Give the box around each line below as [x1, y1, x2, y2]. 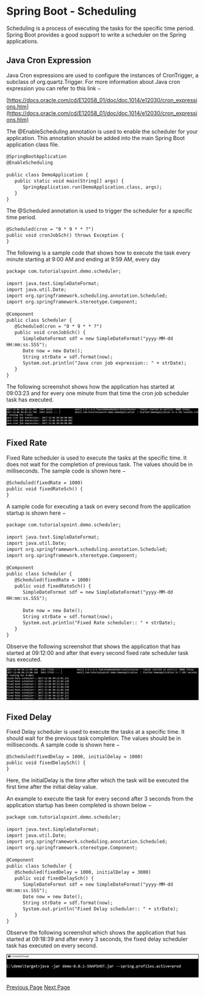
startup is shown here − [6, 509, 66, 517]
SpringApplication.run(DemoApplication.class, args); [22, 184, 163, 190]
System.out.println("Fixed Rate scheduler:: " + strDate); [22, 619, 176, 625]
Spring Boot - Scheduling [6, 4, 137, 18]
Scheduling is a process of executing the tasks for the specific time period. [6, 24, 195, 32]
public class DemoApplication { [6, 171, 88, 178]
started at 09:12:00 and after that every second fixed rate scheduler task [6, 649, 189, 656]
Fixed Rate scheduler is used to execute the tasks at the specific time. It [6, 454, 187, 461]
